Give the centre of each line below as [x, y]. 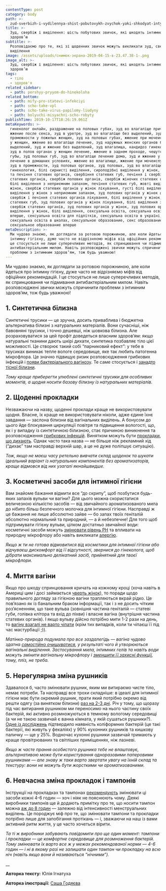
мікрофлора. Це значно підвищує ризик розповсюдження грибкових [78, 357]
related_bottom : [22, 97]
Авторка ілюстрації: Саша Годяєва [43, 883]
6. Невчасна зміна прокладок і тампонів [71, 781]
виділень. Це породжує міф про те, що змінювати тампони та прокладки [82, 813]
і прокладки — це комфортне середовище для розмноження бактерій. [80, 839]
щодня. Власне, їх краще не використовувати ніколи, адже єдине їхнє [79, 414]
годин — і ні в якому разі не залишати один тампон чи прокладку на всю [83, 849]
